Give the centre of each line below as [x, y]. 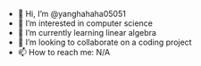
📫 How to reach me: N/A [64, 52]
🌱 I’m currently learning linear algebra [87, 33]
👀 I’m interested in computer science [85, 23]
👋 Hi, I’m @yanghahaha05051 [72, 14]
